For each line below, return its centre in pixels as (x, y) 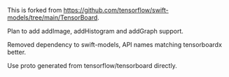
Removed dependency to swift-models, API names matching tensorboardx (115, 44)
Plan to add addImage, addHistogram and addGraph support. (96, 31)
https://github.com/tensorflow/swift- (116, 10)
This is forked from (35, 10)
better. (17, 52)
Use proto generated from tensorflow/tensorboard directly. (92, 65)
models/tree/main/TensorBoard (53, 17)
